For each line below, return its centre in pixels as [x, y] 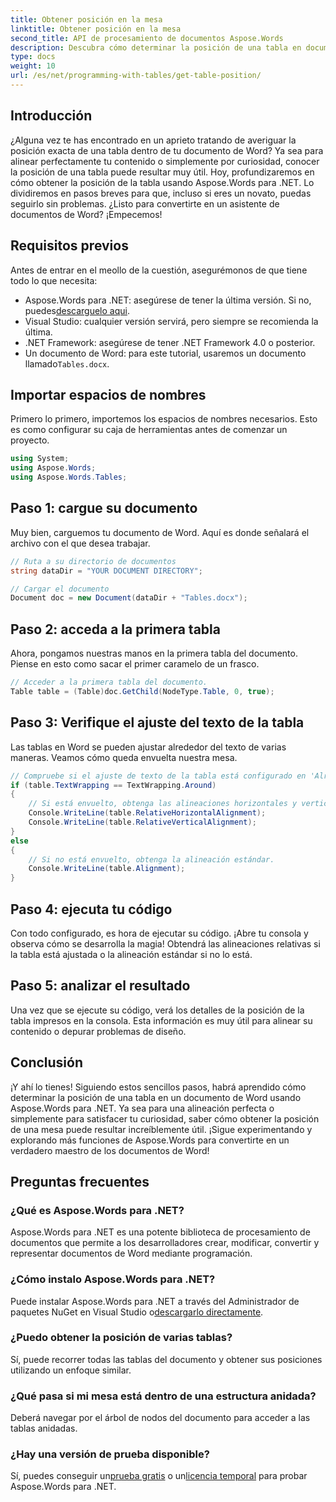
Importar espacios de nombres [108, 394]
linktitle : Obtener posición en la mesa [96, 29]
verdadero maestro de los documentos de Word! [110, 1150]
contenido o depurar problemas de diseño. [98, 1031]
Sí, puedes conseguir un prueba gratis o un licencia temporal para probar [159, 1476]
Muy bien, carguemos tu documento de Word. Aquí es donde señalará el [160, 532]
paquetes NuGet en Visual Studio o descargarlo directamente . [137, 1312]
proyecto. [30, 440]
